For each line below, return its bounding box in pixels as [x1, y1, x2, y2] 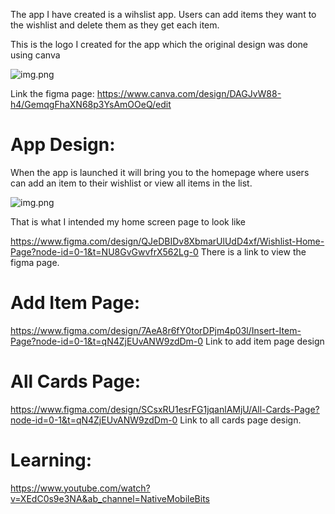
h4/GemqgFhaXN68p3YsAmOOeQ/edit [10, 99, 172, 110]
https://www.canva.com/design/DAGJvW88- [96, 88, 282, 99]
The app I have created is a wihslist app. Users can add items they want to [10, 9, 317, 20]
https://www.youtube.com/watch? [10, 482, 151, 494]
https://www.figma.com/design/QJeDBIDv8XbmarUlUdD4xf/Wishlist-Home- [10, 235, 325, 247]
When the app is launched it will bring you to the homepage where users [10, 166, 310, 178]
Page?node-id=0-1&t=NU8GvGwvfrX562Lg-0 [10, 245, 199, 258]
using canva [10, 49, 61, 61]
